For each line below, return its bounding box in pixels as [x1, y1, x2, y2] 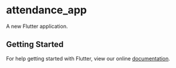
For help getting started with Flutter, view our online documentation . [6, 55, 170, 62]
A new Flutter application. [6, 23, 68, 30]
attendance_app [6, 3, 87, 17]
